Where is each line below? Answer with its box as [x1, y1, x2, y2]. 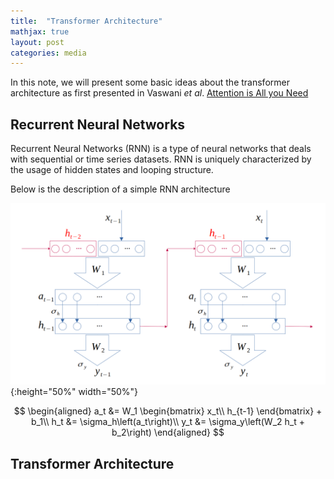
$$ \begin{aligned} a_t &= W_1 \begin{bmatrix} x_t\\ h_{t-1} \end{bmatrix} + [13, 405, 323, 417]
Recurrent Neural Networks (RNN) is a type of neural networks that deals [10, 143, 312, 155]
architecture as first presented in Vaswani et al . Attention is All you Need [10, 87, 309, 99]
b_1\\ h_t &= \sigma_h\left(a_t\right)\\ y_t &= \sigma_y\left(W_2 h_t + [31, 416, 305, 428]
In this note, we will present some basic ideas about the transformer [10, 76, 290, 89]
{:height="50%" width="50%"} [10, 386, 139, 398]
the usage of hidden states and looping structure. [10, 164, 214, 176]
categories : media [10, 48, 87, 58]
